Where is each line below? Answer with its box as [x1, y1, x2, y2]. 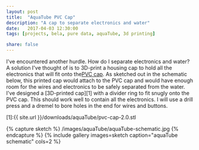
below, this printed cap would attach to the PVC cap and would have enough [6, 77, 193, 84]
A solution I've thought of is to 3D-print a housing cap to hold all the [6, 64, 172, 71]
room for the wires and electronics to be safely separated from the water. [6, 83, 185, 90]
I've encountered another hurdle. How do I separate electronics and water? [6, 58, 190, 65]
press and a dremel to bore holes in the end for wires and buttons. [6, 102, 168, 109]
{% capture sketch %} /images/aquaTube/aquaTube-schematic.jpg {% [6, 126, 179, 132]
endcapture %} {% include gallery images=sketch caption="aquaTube [6, 132, 178, 139]
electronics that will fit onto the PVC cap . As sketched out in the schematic [6, 71, 187, 77]
